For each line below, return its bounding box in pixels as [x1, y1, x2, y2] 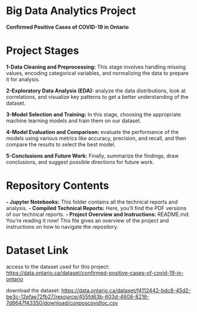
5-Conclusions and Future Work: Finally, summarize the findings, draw [6, 152, 179, 159]
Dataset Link [6, 244, 69, 257]
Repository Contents [6, 179, 110, 193]
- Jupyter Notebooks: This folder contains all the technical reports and [6, 198, 178, 205]
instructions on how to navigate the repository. [6, 223, 119, 230]
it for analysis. [6, 76, 40, 83]
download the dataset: [6, 287, 60, 294]
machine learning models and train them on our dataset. [6, 117, 142, 124]
